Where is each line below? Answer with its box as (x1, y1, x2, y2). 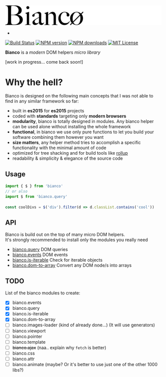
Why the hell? (5, 77, 63, 88)
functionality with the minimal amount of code (12, 145, 107, 151)
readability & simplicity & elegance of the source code (12, 155, 123, 162)
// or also (5, 189, 28, 194)
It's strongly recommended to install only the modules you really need (5, 237, 148, 243)
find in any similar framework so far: (5, 98, 79, 104)
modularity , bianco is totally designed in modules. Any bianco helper (12, 118, 154, 124)
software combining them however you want (12, 134, 104, 140)
